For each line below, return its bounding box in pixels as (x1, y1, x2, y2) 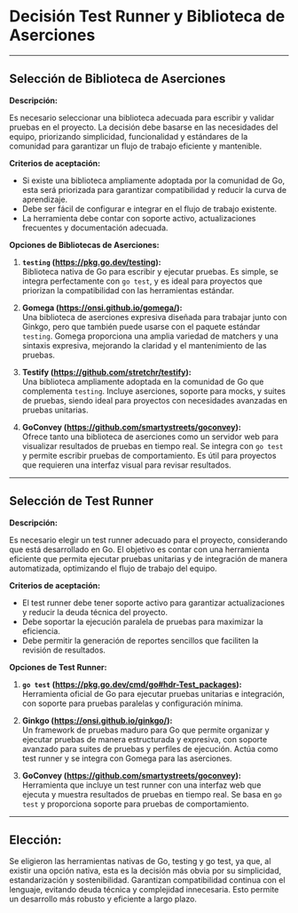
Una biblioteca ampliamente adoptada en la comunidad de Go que (21, 376, 264, 387)
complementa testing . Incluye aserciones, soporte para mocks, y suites (21, 385, 286, 396)
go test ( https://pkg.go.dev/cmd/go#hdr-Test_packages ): (21, 678, 242, 690)
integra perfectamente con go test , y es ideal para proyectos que (21, 276, 263, 286)
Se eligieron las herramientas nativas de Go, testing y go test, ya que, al (9, 856, 271, 867)
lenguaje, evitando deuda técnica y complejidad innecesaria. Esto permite (9, 885, 279, 895)
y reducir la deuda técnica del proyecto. (21, 606, 169, 617)
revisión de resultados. (21, 645, 106, 655)
